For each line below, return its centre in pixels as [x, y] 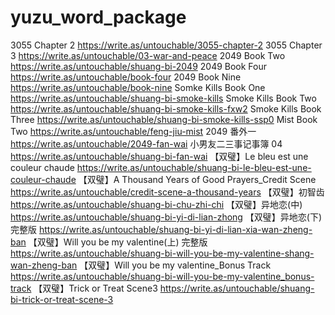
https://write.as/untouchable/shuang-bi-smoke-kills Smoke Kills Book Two [163, 98]
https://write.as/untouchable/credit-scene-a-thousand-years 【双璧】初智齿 [167, 192]
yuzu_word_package [98, 17]
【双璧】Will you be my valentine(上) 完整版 [118, 242]
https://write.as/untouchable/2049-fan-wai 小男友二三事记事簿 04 [146, 143]
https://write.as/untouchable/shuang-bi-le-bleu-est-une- [194, 167]
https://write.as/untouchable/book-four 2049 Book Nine [126, 77]
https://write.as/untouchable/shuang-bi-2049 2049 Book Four [139, 66]
